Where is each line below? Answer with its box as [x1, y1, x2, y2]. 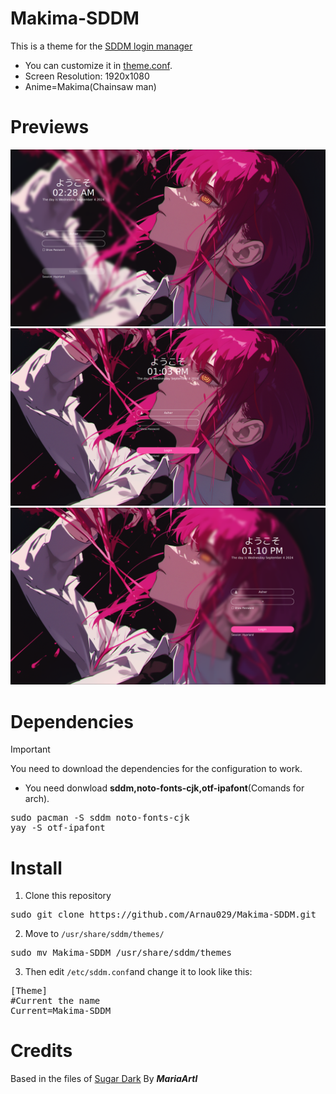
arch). [24, 793, 50, 805]
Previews [10, 116, 90, 139]
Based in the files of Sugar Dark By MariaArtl [10, 1073, 198, 1085]
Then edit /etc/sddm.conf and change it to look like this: [24, 966, 253, 978]
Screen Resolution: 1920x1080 [24, 70, 150, 82]
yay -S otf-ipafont [10, 822, 106, 834]
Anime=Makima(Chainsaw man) [24, 80, 157, 92]
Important [10, 743, 51, 756]
